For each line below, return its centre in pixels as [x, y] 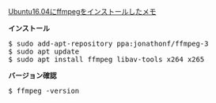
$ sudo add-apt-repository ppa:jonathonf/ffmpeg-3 [108, 44]
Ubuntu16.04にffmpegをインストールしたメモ [82, 11]
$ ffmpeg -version [44, 91]
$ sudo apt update [44, 51]
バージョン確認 [32, 75]
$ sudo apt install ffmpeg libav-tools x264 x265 [106, 59]
